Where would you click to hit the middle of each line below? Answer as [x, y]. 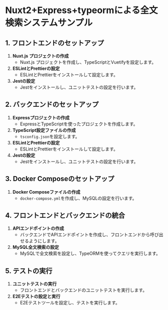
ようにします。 [44, 241]
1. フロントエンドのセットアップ [55, 43]
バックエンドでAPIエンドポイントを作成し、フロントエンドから [85, 235]
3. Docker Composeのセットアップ [60, 179]
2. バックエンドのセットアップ [52, 105]
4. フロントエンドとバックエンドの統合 [65, 215]
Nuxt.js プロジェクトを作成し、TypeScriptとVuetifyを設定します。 [88, 62]
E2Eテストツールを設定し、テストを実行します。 [70, 303]
